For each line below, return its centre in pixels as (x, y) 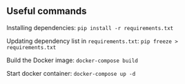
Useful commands (47, 11)
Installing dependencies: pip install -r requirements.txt (90, 27)
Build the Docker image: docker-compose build (72, 60)
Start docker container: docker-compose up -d (71, 73)
